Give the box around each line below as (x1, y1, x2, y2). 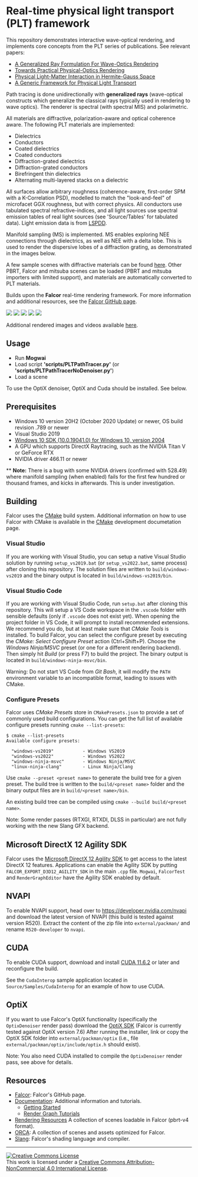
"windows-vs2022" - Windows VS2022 (11, 753, 126, 760)
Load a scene (14, 373, 48, 380)
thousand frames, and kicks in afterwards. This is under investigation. (6, 479, 175, 486)
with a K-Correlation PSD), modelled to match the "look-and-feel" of (6, 194, 171, 201)
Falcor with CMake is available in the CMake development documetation (6, 518, 181, 525)
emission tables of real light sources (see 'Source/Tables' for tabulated (6, 213, 178, 220)
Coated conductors (14, 151, 62, 158)
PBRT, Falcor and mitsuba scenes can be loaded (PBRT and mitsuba (6, 267, 172, 275)
